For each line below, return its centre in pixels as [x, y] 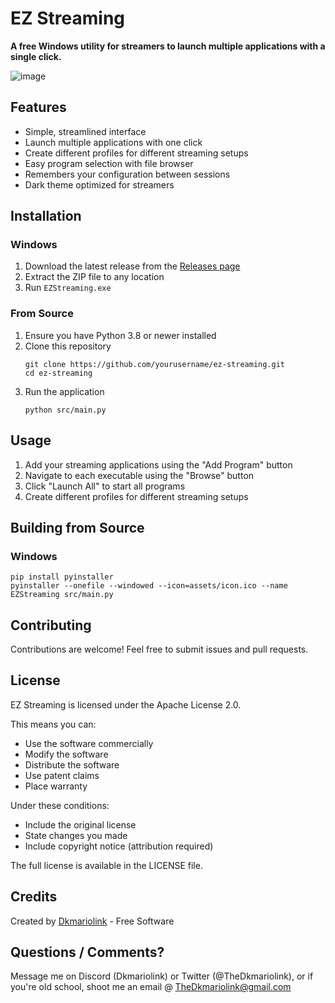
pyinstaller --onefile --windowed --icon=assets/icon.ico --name [149, 586]
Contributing [51, 625]
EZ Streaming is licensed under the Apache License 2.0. [126, 704]
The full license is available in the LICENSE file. [106, 865]
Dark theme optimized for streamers [99, 184]
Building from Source [77, 527]
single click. [36, 56]
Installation [46, 216]
